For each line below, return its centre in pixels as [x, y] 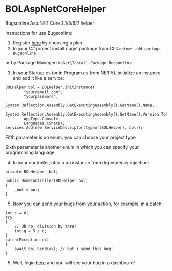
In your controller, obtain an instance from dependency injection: [81, 162]
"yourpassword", [41, 96]
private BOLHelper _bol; [32, 172]
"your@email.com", [43, 92]
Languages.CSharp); [45, 123]
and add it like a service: [38, 78]
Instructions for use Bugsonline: [39, 33]
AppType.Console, [42, 119]
